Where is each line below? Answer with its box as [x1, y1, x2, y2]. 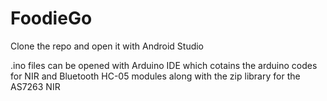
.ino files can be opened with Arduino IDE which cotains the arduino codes [10, 59, 318, 71]
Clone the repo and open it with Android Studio [10, 40, 205, 52]
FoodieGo [10, 7, 93, 30]
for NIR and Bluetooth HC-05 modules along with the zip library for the [10, 70, 301, 82]
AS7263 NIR [10, 80, 61, 92]
